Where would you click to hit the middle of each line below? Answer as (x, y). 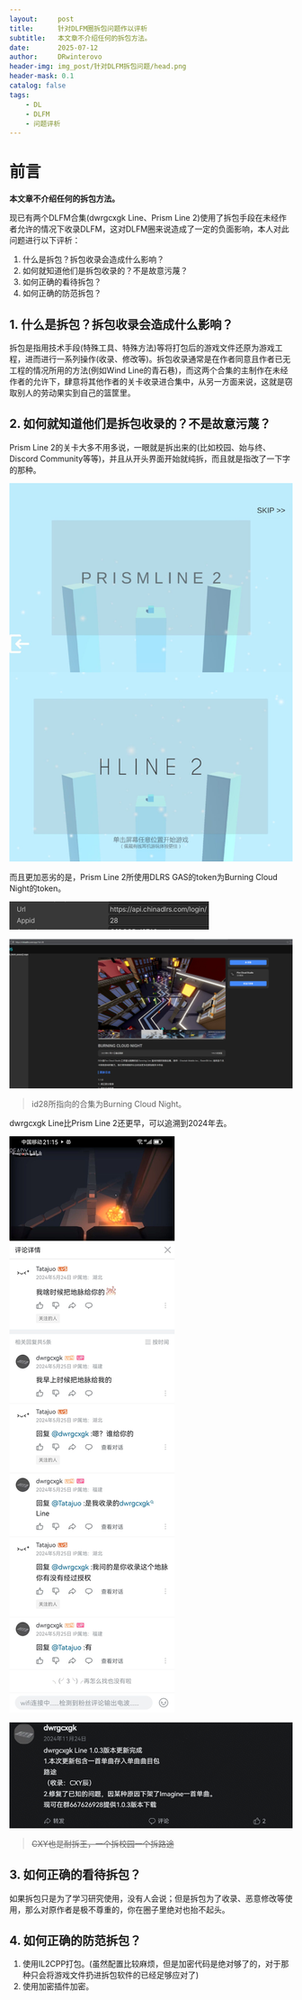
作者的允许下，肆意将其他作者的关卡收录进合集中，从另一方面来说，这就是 (147, 382)
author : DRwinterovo (56, 57)
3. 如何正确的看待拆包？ (75, 1875)
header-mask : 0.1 (42, 77)
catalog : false (38, 86)
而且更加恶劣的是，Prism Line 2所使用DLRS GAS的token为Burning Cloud (144, 877)
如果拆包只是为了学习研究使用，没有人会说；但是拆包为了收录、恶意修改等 (147, 1898)
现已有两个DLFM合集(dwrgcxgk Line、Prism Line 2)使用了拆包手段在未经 (144, 218)
